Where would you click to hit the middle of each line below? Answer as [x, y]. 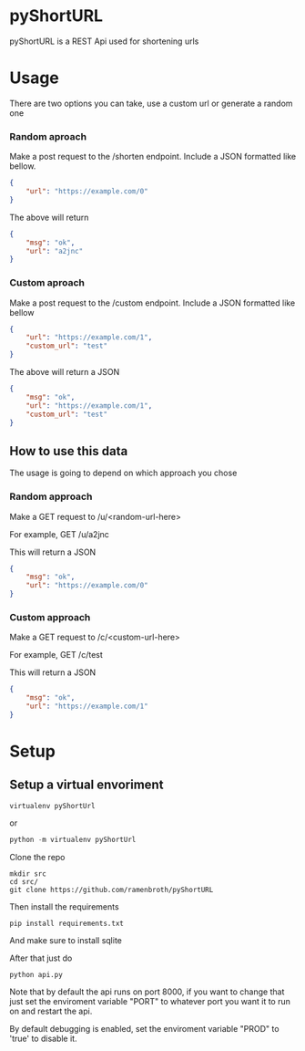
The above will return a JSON [65, 372]
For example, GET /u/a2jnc [59, 534]
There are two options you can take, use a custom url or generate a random [151, 103]
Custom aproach [47, 283]
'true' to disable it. [43, 1038]
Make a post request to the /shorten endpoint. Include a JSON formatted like [153, 157]
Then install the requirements [65, 906]
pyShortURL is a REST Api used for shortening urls [104, 41]
